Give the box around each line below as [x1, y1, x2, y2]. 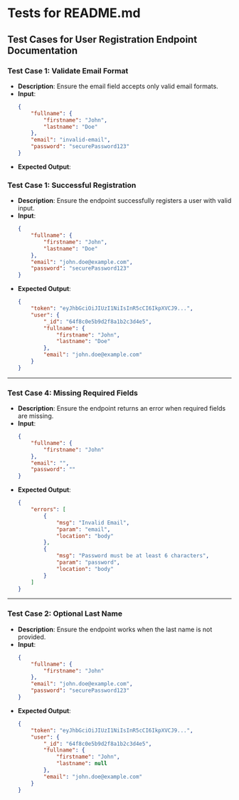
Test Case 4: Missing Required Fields [7, 388, 139, 398]
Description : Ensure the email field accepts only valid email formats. [17, 82, 218, 90]
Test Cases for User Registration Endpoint [7, 33, 198, 46]
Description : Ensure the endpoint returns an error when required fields [17, 404, 226, 413]
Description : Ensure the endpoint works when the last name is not [17, 625, 213, 633]
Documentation [7, 44, 78, 56]
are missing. [17, 411, 54, 421]
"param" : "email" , [55, 525, 111, 533]
